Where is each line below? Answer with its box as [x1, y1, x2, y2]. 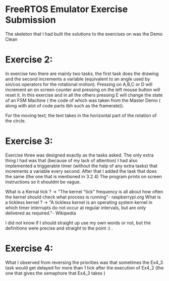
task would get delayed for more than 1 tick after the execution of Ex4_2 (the [5, 264, 164, 270]
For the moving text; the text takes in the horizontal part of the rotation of [5, 112, 157, 118]
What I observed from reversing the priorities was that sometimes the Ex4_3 [5, 259, 163, 265]
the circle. [5, 117, 26, 124]
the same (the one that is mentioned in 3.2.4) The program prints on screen [5, 173, 162, 179]
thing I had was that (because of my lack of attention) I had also [5, 157, 138, 163]
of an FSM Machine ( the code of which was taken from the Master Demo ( [5, 97, 161, 103]
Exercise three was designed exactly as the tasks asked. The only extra [5, 152, 154, 158]
